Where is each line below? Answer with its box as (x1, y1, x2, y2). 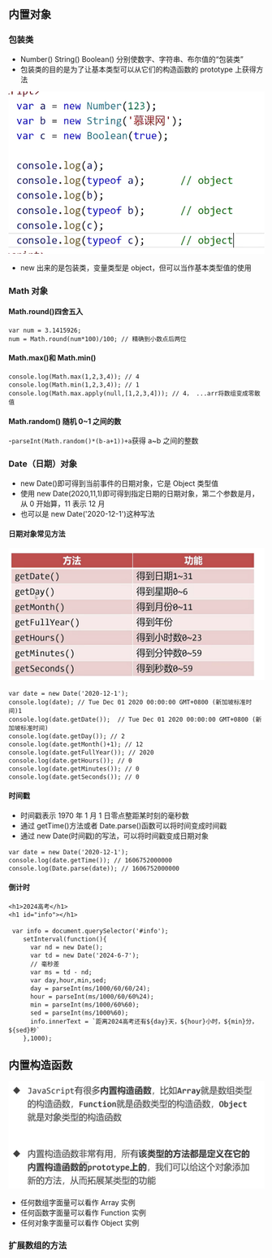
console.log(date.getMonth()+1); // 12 (8, 740, 144, 749)
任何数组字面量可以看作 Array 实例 (19, 1197, 136, 1207)
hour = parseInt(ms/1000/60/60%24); (29, 993, 154, 1001)
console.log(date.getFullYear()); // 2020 (8, 748, 154, 757)
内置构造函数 (8, 1059, 73, 1072)
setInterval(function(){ (23, 935, 107, 944)
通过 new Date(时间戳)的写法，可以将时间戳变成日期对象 (19, 831, 209, 841)
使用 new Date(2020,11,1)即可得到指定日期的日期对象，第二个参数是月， (19, 488, 260, 498)
